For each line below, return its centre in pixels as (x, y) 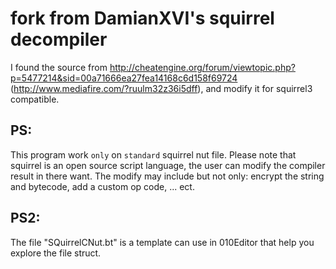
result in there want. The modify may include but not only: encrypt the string (167, 176)
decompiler (59, 39)
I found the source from (59, 67)
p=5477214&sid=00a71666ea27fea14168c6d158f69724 (124, 78)
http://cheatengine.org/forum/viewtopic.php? (202, 67)
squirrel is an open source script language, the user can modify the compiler (168, 165)
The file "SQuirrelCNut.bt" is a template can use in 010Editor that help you (162, 242)
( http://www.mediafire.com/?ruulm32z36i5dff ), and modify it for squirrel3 (161, 88)
